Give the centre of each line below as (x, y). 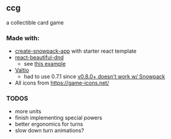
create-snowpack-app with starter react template (76, 51)
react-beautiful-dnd (39, 58)
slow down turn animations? (49, 131)
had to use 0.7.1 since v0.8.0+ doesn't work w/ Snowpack (94, 77)
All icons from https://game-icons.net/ (62, 83)
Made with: (23, 38)
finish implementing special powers (59, 118)
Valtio (22, 70)
